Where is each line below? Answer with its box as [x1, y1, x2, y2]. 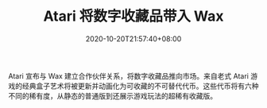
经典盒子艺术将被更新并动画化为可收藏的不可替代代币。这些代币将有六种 [21, 81, 259, 91]
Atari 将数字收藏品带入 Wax [43, 7, 224, 25]
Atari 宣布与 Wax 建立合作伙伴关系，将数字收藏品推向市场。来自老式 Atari [8, 71, 249, 80]
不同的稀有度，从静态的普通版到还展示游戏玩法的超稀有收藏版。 [8, 91, 217, 100]
